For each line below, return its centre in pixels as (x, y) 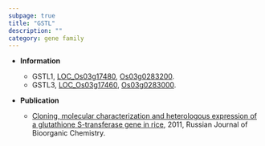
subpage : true (32, 16)
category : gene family (46, 38)
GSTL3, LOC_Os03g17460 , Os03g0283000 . (104, 85)
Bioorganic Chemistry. (69, 133)
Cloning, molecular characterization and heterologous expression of (144, 116)
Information (40, 61)
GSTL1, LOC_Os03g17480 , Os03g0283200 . (103, 76)
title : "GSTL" (32, 23)
